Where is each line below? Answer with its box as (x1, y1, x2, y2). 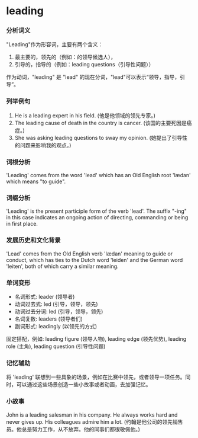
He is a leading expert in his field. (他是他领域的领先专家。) (14, 111, 155, 119)
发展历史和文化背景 (6, 236, 61, 244)
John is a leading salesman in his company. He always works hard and (6, 411, 178, 418)
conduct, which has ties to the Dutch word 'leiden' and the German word (6, 256, 183, 263)
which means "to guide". (6, 178, 66, 185)
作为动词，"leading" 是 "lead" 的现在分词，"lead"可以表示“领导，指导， (6, 73, 180, 81)
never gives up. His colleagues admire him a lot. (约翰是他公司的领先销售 (6, 418, 183, 425)
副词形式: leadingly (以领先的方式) (14, 322, 98, 330)
